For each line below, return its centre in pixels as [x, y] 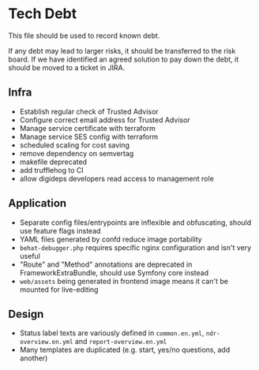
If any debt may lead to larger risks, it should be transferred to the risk [122, 50]
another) [34, 358]
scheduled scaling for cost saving [75, 145]
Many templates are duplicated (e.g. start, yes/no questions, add [125, 350]
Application [38, 203]
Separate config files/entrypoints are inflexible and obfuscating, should [135, 222]
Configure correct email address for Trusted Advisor [105, 120]
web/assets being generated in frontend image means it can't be [124, 281]
